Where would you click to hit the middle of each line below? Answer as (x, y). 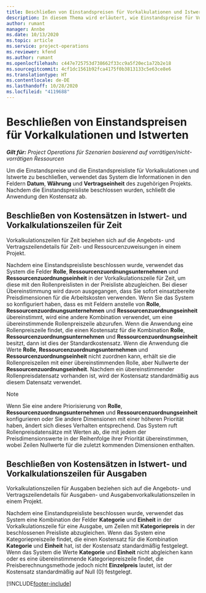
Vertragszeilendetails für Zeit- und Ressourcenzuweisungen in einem (93, 246)
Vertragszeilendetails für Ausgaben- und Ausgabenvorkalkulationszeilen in (101, 495)
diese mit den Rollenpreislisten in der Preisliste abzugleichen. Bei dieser (97, 284)
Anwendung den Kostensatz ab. (47, 196)
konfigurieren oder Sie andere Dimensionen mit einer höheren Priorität (95, 419)
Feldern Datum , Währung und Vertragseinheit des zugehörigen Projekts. (99, 183)
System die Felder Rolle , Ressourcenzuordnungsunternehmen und (93, 271)
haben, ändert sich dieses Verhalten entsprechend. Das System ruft (92, 425)
